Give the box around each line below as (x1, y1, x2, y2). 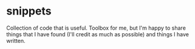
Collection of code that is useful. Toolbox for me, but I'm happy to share (6, 24, 186, 31)
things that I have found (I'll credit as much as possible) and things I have (6, 30, 190, 38)
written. (6, 37, 26, 44)
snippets (6, 4, 52, 18)
